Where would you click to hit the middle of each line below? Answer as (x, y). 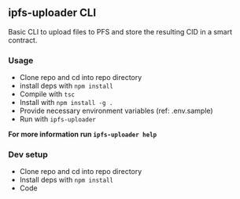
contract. (23, 40)
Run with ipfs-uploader (58, 119)
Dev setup (28, 154)
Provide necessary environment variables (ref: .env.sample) (116, 111)
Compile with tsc (47, 94)
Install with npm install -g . (66, 103)
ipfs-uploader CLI (52, 13)
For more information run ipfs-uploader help (83, 134)
